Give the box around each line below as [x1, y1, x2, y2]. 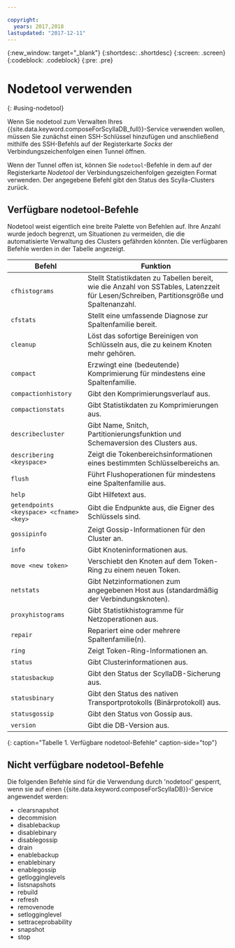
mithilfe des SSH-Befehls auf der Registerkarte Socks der [7, 140, 173, 148]
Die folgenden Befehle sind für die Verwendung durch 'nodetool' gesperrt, [7, 777, 222, 786]
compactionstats [10, 406, 65, 414]
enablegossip [17, 865, 57, 874]
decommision [17, 813, 57, 822]
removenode [17, 902, 55, 911]
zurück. [7, 183, 29, 192]
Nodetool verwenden [7, 81, 133, 97]
